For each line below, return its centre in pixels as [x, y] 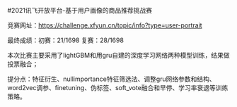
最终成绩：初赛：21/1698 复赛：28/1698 [65, 40]
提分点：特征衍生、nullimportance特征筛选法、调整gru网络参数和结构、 [111, 79]
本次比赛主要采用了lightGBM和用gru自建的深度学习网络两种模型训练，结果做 [118, 55]
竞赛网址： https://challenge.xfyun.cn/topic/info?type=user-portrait [105, 25]
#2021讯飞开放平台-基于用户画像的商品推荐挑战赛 [80, 10]
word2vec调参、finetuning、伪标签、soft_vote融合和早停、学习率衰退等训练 [118, 88]
